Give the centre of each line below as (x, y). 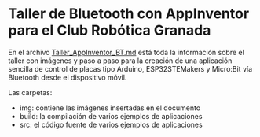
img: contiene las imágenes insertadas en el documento (110, 108)
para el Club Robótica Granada (110, 30)
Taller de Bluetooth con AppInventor (129, 14)
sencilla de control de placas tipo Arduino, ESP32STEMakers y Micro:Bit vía (130, 68)
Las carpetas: (30, 92)
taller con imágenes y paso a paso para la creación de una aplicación (120, 61)
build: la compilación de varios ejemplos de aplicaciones (111, 116)
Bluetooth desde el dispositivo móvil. (68, 77)
